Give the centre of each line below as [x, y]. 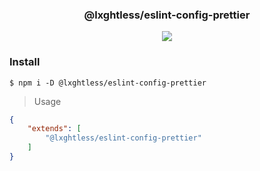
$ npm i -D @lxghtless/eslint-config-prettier [108, 83]
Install [25, 62]
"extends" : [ [54, 129]
